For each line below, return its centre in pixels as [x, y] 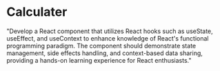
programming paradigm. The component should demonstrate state [101, 45]
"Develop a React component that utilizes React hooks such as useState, [110, 31]
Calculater [37, 12]
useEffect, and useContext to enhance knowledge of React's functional [108, 38]
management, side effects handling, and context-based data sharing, [104, 53]
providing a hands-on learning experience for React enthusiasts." [99, 60]
